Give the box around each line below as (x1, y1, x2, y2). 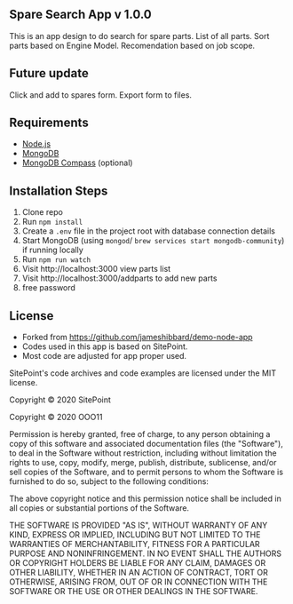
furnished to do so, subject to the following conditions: (9, 476, 209, 487)
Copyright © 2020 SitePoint (9, 394, 111, 405)
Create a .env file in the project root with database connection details (21, 226, 275, 236)
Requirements (9, 115, 89, 131)
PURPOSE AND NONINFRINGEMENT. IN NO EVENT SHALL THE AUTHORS (9, 548, 282, 559)
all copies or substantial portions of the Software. (9, 503, 189, 513)
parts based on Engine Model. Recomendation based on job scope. (9, 40, 256, 51)
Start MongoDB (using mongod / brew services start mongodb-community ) (21, 235, 285, 246)
